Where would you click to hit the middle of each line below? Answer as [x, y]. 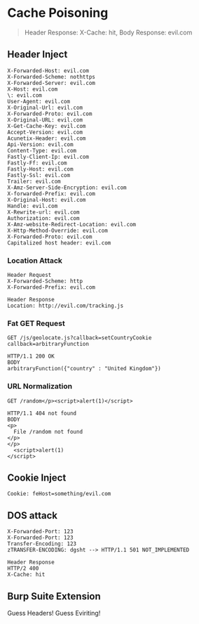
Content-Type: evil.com [42, 150]
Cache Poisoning [58, 13]
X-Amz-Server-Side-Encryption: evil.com [67, 188]
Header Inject [37, 54]
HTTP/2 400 [23, 568]
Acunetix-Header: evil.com [47, 138]
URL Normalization [40, 386]
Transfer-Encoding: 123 [42, 544]
